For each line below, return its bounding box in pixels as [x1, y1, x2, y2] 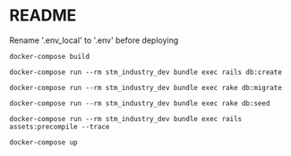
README [9, 5, 77, 26]
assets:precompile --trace [9, 122, 110, 131]
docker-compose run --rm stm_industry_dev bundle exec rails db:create [9, 68, 282, 77]
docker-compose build [9, 52, 90, 61]
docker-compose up [9, 137, 78, 147]
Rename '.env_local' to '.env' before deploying [9, 35, 179, 45]
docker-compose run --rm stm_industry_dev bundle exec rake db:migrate [9, 83, 282, 92]
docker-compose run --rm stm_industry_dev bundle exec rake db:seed [9, 99, 270, 108]
